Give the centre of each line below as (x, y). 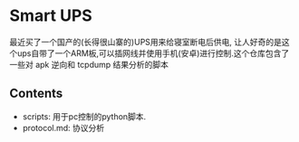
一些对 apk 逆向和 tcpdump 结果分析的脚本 (89, 64)
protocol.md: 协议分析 (63, 128)
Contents (36, 94)
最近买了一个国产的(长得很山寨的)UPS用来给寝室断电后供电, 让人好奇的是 (146, 42)
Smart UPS (51, 16)
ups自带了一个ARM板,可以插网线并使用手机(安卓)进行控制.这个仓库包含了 (153, 53)
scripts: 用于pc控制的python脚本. (84, 116)
